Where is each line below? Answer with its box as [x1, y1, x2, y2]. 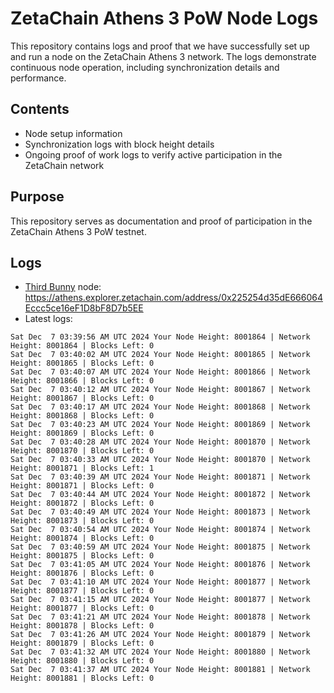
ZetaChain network [24, 159, 105, 171]
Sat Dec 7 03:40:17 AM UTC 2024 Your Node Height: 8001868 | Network [10, 402, 311, 412]
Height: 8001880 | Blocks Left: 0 [10, 656, 155, 666]
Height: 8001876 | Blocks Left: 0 [10, 568, 155, 579]
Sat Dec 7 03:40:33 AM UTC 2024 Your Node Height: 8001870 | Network [10, 455, 311, 465]
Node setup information [24, 127, 123, 139]
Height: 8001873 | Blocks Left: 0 [10, 516, 155, 526]
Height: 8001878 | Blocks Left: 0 [10, 621, 155, 631]
